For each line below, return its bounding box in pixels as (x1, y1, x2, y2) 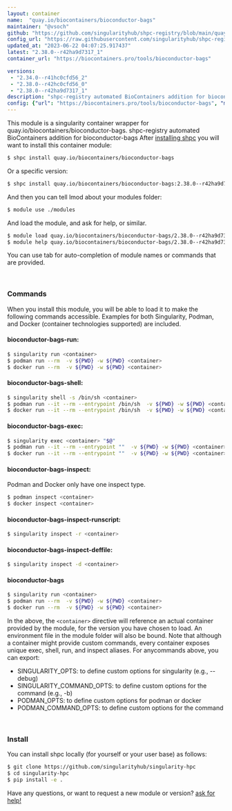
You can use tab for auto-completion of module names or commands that (7, 251, 216, 260)
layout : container (7, 10, 60, 17)
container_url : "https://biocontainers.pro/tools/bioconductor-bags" (7, 55, 212, 62)
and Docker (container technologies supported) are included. (7, 319, 182, 328)
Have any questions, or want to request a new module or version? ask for (7, 789, 215, 797)
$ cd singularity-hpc (7, 770, 70, 777)
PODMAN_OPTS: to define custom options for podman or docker (17, 697, 202, 705)
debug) (17, 675, 39, 683)
